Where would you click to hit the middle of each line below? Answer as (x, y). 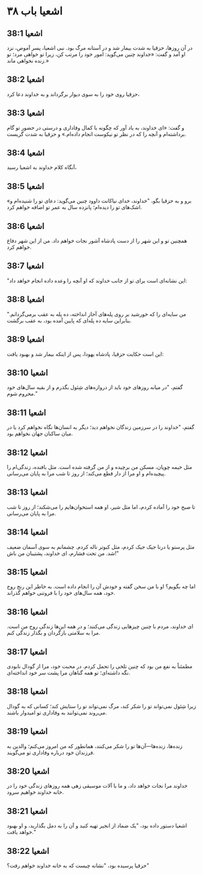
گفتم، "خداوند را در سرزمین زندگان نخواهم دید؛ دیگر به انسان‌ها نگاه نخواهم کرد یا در (101, 427)
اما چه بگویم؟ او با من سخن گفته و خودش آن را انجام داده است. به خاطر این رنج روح (101, 586)
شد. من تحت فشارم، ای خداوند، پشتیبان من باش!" (63, 553)
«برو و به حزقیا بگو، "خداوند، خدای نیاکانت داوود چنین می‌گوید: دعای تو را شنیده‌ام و (99, 201)
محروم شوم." (22, 394)
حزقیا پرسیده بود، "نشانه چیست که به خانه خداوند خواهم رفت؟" (78, 865)
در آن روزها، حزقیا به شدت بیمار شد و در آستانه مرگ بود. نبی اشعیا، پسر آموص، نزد (100, 48)
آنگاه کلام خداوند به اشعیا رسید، (42, 168)
